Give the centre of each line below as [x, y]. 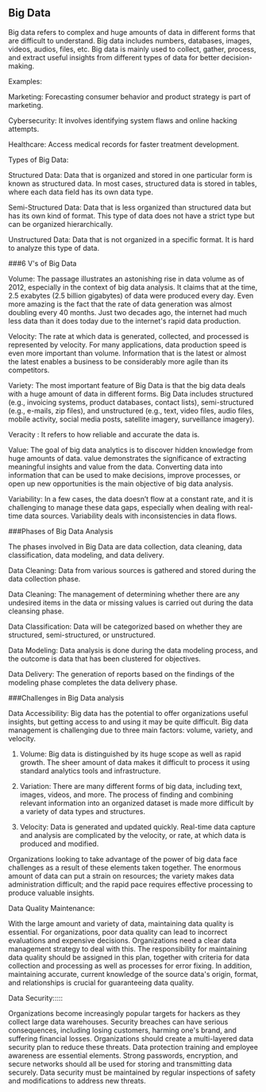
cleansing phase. [36, 611]
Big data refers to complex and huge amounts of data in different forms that [132, 32]
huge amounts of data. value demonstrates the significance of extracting [127, 458]
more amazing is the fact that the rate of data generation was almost [120, 304]
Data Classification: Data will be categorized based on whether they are [125, 626]
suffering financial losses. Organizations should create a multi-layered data [131, 1038]
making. [21, 66]
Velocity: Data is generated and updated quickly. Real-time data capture [137, 827]
